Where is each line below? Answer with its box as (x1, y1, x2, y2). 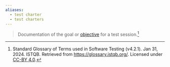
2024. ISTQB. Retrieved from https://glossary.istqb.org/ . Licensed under (12, 51, 163, 57)
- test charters (10, 17, 44, 22)
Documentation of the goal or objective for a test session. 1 (17, 31, 139, 38)
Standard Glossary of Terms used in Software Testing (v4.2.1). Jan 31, (12, 46, 158, 52)
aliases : (5, 7, 24, 13)
